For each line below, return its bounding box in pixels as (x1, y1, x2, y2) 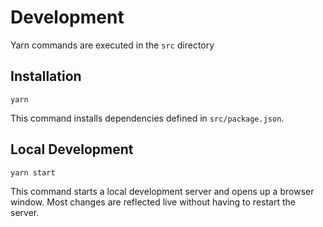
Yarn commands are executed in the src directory (10, 39, 215, 51)
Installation (10, 68, 82, 85)
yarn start (10, 167, 56, 178)
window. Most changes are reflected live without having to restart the (10, 196, 296, 208)
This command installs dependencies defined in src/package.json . (10, 112, 285, 124)
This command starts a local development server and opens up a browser (10, 185, 315, 197)
